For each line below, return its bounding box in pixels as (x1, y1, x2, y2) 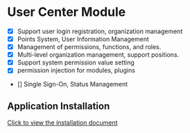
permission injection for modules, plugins (17, 66, 135, 75)
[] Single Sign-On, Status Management (17, 80, 128, 89)
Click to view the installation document (7, 118, 118, 127)
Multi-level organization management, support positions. (17, 51, 180, 59)
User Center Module (7, 4, 126, 20)
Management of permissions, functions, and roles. (17, 43, 162, 51)
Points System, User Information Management (17, 35, 149, 43)
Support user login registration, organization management (17, 27, 183, 35)
